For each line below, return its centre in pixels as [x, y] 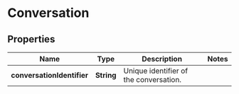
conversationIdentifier [50, 75]
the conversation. [153, 80]
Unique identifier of [156, 71]
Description [162, 59]
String [106, 75]
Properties [31, 39]
